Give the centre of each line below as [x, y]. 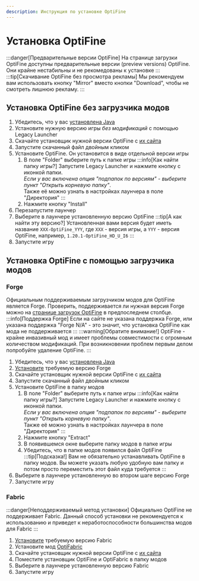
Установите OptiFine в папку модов [59, 387]
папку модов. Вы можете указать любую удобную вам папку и [104, 463]
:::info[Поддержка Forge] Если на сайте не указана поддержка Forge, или [99, 319]
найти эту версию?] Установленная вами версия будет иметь [93, 223]
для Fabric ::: [22, 529]
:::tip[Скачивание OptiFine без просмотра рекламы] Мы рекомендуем [95, 76]
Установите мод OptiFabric [49, 547]
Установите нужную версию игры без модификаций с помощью [97, 128]
